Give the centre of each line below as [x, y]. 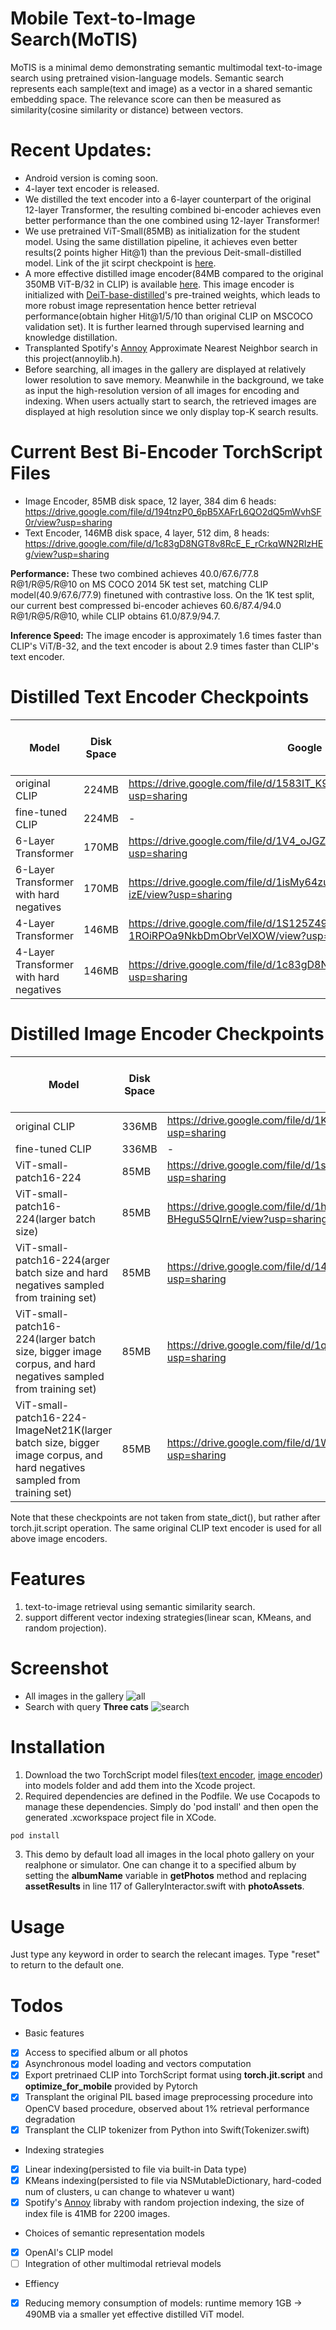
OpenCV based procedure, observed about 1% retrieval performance [167, 2108]
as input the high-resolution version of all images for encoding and [162, 390]
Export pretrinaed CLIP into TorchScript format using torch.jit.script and [173, 2075]
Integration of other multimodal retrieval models [123, 2263]
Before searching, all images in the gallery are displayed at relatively [165, 369]
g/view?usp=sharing [67, 554]
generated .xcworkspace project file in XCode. [120, 1817]
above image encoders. [59, 1538]
